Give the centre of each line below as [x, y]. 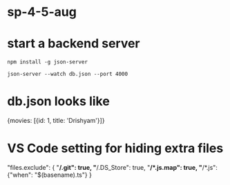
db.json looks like [59, 101]
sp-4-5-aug [42, 12]
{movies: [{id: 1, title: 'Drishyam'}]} [56, 121]
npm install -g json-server [48, 62]
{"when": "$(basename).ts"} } [49, 175]
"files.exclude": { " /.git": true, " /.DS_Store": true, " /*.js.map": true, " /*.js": [112, 167]
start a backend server [74, 44]
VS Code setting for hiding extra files [115, 148]
